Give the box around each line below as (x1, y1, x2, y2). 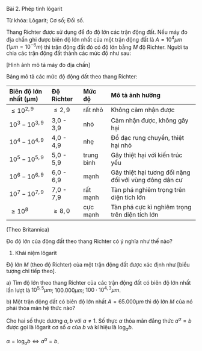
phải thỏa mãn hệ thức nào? (6, 305, 76, 312)
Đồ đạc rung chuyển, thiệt (111, 133, 185, 142)
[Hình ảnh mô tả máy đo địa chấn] (6, 62, 91, 69)
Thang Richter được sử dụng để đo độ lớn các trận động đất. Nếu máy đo (6, 28, 188, 36)
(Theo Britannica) (6, 226, 50, 233)
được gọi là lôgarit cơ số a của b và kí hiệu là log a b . (6, 323, 133, 332)
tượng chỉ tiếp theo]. (6, 267, 57, 274)
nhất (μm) (9, 95, 38, 103)
